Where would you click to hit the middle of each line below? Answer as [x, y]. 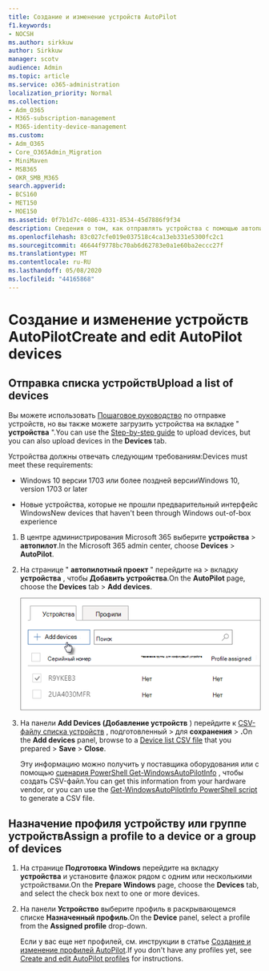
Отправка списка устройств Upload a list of [121, 384]
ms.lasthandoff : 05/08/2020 [55, 271]
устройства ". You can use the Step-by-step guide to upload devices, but [129, 432]
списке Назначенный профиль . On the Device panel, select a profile [135, 917]
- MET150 [23, 203]
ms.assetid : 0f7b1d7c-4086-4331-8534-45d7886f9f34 [94, 220]
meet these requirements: [51, 464]
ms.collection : [34, 101]
